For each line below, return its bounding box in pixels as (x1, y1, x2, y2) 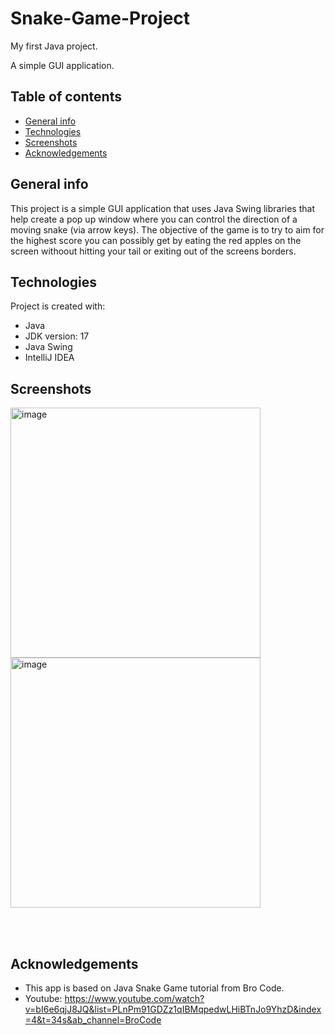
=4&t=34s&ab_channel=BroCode (24, 1014, 162, 1026)
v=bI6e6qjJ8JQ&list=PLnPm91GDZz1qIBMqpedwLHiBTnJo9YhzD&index (24, 1003, 322, 1015)
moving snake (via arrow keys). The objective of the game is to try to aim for (10, 223, 325, 236)
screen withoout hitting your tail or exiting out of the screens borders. (10, 245, 297, 257)
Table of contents (10, 88, 122, 106)
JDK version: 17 (24, 330, 90, 342)
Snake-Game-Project (10, 7, 191, 30)
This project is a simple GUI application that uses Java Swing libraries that (10, 202, 315, 214)
